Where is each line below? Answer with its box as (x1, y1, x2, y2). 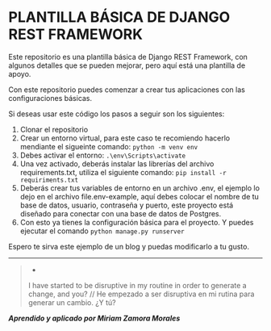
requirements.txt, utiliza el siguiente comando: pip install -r (19, 167, 227, 177)
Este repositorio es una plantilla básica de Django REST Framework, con (8, 52, 248, 61)
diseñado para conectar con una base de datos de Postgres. (19, 208, 222, 218)
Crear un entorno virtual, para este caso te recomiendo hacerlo (19, 133, 231, 143)
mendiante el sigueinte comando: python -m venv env (19, 141, 198, 151)
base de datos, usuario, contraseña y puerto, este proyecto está (19, 200, 234, 210)
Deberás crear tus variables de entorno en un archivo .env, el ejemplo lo (19, 182, 261, 193)
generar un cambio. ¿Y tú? (27, 297, 117, 307)
